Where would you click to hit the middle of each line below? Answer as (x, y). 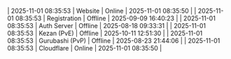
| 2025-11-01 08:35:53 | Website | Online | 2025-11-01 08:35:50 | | (102, 11)
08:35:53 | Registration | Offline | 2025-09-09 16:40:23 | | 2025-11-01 (115, 18)
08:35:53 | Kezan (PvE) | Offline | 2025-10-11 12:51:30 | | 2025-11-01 (105, 33)
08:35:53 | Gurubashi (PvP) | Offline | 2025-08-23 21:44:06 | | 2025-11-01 (114, 41)
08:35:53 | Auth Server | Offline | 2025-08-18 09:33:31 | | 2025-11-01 (107, 26)
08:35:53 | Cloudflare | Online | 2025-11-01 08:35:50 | (85, 48)
